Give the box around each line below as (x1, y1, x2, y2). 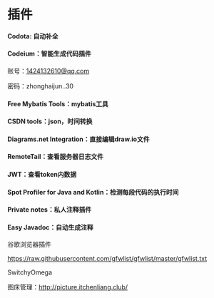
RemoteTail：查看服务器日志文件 (7, 153, 103, 161)
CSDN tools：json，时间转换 (7, 117, 93, 125)
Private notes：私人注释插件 (7, 205, 92, 214)
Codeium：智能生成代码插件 (7, 49, 91, 58)
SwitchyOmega (7, 268, 52, 277)
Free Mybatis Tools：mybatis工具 (7, 99, 109, 108)
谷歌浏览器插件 (7, 240, 51, 249)
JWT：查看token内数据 (7, 170, 77, 178)
